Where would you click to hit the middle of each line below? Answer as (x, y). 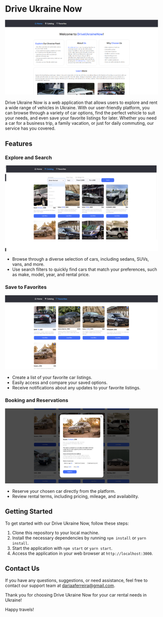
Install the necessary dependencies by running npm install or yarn (79, 538)
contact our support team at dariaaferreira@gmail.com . (60, 585)
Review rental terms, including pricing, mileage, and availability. (75, 496)
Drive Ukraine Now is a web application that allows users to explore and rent (81, 102)
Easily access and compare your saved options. (60, 383)
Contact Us (22, 569)
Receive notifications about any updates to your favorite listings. (76, 388)
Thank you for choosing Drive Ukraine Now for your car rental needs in (76, 595)
